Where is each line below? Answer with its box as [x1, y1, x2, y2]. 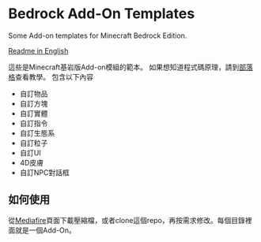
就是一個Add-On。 [14, 225, 77, 235]
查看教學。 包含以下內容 [15, 72, 93, 81]
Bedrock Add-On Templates [8, 5, 195, 23]
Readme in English [8, 46, 69, 55]
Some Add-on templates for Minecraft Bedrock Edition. [8, 31, 187, 40]
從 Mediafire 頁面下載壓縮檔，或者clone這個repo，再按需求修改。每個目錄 [8, 215, 245, 225]
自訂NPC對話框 [19, 167, 70, 177]
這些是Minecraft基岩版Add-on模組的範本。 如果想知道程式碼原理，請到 [8, 62, 240, 72]
